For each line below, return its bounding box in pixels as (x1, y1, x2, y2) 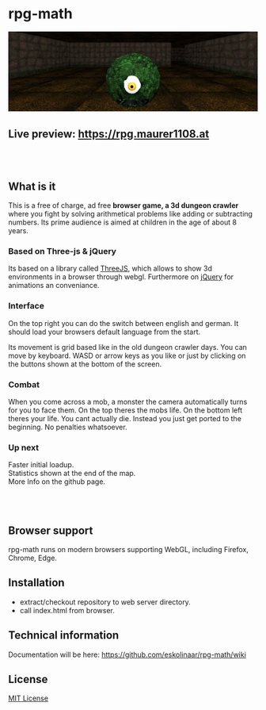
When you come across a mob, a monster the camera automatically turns (8, 397, 248, 406)
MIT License (8, 693, 49, 703)
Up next (8, 442, 40, 453)
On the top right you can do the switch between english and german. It (8, 318, 239, 328)
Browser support (8, 524, 93, 537)
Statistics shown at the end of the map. (8, 469, 136, 478)
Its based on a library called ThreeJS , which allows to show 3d (8, 263, 212, 274)
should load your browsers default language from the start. (8, 327, 201, 336)
